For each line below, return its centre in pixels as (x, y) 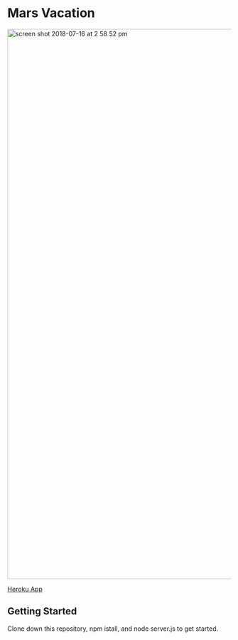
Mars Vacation (52, 13)
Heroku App (25, 589)
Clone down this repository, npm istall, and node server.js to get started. (113, 629)
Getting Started (42, 611)
